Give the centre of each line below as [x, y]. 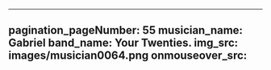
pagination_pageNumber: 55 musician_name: [126, 30]
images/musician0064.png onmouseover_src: [128, 56]
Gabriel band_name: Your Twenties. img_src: [123, 43]
